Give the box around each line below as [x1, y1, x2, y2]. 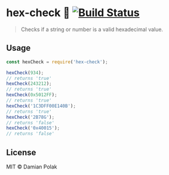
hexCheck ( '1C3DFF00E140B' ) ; [6, 103, 76, 109]
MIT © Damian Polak [6, 163, 58, 170]
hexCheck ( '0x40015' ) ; [6, 125, 60, 131]
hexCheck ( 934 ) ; [6, 69, 44, 76]
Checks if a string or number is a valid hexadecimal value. [20, 26, 163, 33]
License [6, 147, 36, 158]
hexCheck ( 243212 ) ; [6, 81, 52, 87]
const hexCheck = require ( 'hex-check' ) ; [6, 59, 109, 65]
